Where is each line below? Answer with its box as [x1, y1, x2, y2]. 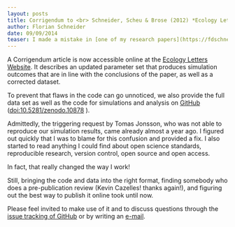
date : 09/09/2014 [7, 29, 58, 37]
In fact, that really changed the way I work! [7, 163, 131, 171]
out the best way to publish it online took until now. [7, 191, 154, 200]
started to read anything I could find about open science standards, [7, 142, 201, 150]
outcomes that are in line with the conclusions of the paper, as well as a [7, 71, 213, 79]
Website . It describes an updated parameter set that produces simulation [7, 63, 218, 71]
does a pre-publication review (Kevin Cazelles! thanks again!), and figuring [7, 184, 222, 192]
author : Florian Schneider [7, 23, 86, 30]
